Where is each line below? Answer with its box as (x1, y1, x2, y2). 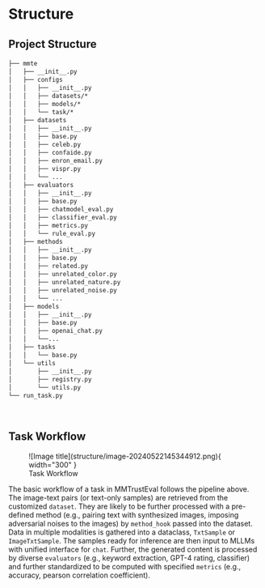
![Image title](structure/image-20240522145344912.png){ (28, 451, 221, 461)
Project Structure (8, 37, 97, 51)
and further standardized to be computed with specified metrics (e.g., (8, 561, 241, 571)
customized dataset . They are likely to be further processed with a (8, 501, 230, 511)
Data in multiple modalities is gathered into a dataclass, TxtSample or (8, 527, 236, 537)
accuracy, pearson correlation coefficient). (8, 570, 151, 580)
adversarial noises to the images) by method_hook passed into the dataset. (8, 518, 253, 528)
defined (8, 509, 35, 519)
